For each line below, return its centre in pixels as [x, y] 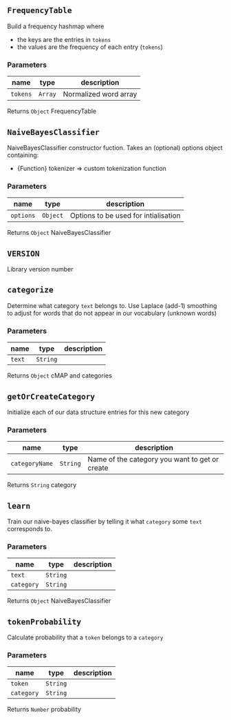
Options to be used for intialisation [125, 216]
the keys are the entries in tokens [64, 39]
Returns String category [42, 485]
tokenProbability [44, 621]
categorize [30, 290]
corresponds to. [30, 529]
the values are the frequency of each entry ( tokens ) [90, 47]
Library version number [40, 269]
